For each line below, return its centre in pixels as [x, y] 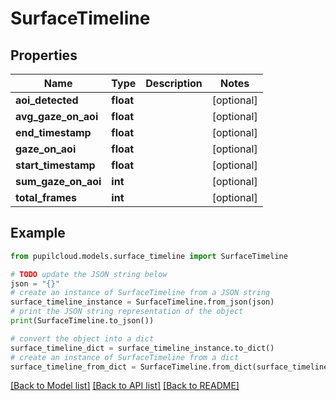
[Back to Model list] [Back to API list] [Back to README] [125, 386]
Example [38, 233]
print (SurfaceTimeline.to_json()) [82, 321]
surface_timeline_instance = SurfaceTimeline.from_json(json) [142, 302]
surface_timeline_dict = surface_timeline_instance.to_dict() [142, 348]
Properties [44, 55]
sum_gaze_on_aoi [58, 181]
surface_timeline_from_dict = [73, 367]
